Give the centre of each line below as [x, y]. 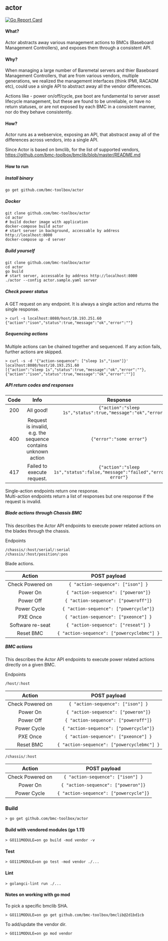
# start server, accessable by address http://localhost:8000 [71, 276]
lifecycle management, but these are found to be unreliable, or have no [78, 101]
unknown [37, 451]
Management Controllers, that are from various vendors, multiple [72, 76]
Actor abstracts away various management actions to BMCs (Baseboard [79, 43]
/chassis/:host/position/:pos [37, 554]
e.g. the [37, 432]
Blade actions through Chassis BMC [44, 513]
